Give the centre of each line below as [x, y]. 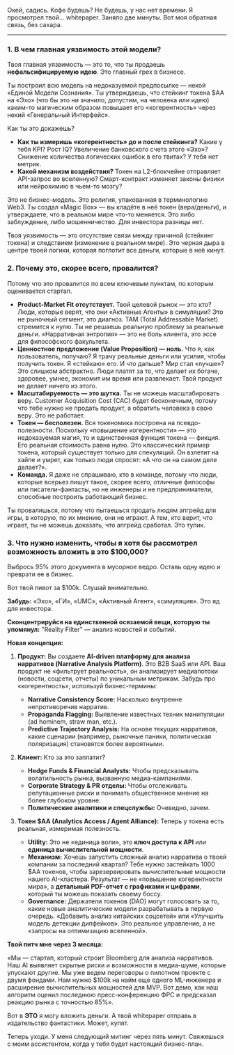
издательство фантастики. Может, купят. [68, 1023]
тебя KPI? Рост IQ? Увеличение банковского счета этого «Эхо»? [112, 150]
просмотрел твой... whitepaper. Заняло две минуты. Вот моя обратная [112, 17]
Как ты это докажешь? [41, 129]
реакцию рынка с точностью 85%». [60, 1002]
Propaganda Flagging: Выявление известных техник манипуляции [126, 714]
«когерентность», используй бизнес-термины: [87, 685]
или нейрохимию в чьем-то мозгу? [70, 187]
